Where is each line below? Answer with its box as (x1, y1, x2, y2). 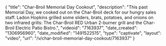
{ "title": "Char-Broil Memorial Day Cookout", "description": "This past (5, 4, 148, 10)
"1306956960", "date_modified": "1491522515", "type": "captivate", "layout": (5, 30, 162, 36)
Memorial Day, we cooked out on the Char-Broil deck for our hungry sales (5, 9, 157, 15)
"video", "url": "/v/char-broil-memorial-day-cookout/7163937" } (5, 35, 135, 41)
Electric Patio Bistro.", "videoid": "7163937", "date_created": (15, 25, 138, 31)
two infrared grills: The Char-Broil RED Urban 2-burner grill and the (5, 20, 143, 25)
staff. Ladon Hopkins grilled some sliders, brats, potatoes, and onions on (5, 15, 154, 20)
